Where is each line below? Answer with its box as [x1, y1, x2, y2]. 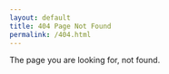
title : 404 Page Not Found [9, 22, 112, 31]
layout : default [9, 13, 71, 23]
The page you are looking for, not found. [9, 55, 161, 66]
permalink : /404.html [9, 30, 92, 39]
